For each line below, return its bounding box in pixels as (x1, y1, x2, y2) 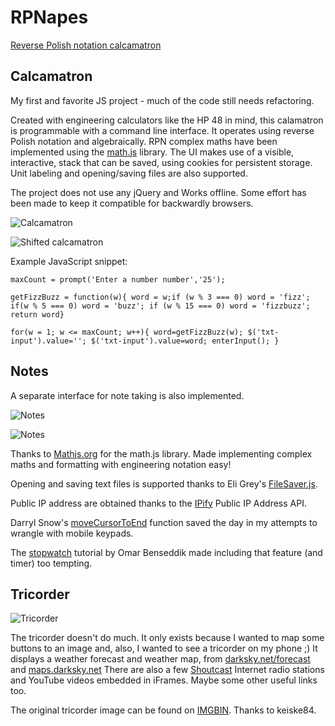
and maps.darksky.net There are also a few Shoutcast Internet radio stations (10, 664, 325, 676)
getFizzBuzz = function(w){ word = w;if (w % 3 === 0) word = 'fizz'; (10, 292, 311, 302)
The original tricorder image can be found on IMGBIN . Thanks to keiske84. (10, 704, 317, 716)
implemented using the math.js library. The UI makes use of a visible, (10, 146, 295, 158)
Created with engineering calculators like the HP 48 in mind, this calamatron (10, 114, 324, 126)
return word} (10, 309, 65, 320)
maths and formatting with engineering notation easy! (10, 458, 232, 470)
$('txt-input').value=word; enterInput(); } (90, 336, 280, 346)
